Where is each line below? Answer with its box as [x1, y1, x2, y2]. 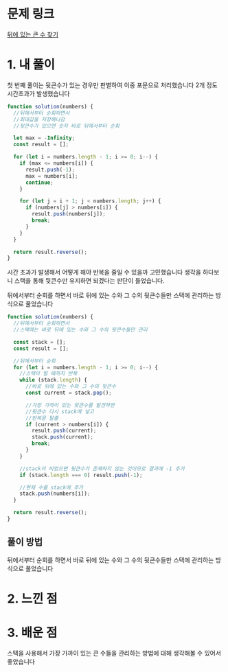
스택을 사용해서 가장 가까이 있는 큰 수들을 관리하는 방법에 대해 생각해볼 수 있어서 [7, 649, 222, 657]
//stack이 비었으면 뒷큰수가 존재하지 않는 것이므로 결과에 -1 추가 [19, 465, 185, 472]
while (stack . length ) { [19, 377, 88, 384]
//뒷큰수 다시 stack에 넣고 [25, 408, 95, 415]
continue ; [25, 179, 54, 186]
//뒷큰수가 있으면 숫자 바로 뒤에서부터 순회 [13, 122, 120, 129]
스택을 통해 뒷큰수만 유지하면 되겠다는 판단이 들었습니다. [14, 277, 165, 285]
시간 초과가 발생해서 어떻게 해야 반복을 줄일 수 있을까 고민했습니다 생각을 [7, 268, 201, 277]
